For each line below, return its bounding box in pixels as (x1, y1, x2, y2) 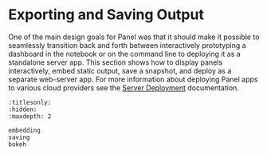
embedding (8, 126, 41, 134)
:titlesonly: (8, 98, 52, 106)
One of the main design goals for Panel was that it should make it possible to (8, 32, 260, 42)
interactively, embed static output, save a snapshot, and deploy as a (8, 66, 232, 75)
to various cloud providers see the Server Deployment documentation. (8, 82, 239, 93)
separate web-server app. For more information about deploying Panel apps (8, 74, 258, 84)
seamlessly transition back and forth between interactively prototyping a (8, 40, 246, 50)
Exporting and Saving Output (8, 6, 205, 24)
